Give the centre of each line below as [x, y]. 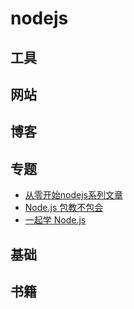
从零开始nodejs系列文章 [73, 195]
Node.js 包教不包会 [64, 208]
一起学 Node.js [55, 220]
